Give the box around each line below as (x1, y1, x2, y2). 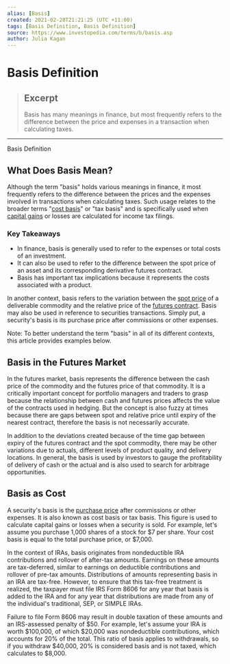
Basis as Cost (7, 488, 66, 500)
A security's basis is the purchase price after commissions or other (7, 506, 196, 514)
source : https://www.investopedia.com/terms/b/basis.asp (7, 29, 173, 36)
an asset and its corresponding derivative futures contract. (16, 267, 183, 275)
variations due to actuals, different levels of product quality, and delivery (7, 446, 212, 454)
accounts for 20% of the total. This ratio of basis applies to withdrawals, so (7, 635, 219, 643)
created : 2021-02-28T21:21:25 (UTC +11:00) (7, 16, 133, 23)
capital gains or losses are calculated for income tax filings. (7, 212, 175, 220)
